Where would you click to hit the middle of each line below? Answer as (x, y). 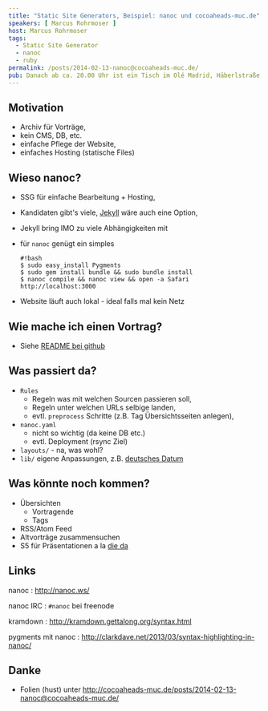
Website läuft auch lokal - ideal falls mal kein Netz (102, 301)
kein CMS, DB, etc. (51, 135)
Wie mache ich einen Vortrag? (85, 327)
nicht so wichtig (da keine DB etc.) (89, 433)
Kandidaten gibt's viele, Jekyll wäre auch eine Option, (109, 212)
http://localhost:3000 (58, 287)
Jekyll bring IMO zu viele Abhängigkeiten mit (94, 228)
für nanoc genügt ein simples (67, 244)
